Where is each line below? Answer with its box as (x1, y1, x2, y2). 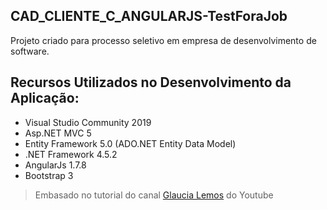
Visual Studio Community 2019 (24, 116, 152, 128)
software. (10, 45, 50, 57)
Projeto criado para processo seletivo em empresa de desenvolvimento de (10, 34, 317, 46)
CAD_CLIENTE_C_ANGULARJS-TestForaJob (10, 8, 288, 25)
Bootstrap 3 (24, 169, 74, 181)
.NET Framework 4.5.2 (24, 148, 118, 160)
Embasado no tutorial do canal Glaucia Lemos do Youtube (34, 189, 274, 201)
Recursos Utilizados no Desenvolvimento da (10, 74, 292, 91)
